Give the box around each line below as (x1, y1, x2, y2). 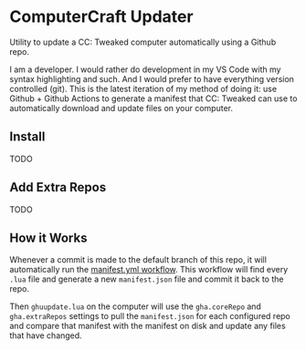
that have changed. (9, 330, 82, 341)
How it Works (9, 230, 88, 245)
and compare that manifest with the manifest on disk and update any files (9, 321, 286, 332)
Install (9, 129, 46, 145)
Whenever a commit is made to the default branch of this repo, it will (9, 254, 268, 265)
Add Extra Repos (9, 180, 107, 195)
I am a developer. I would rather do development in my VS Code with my (9, 64, 281, 75)
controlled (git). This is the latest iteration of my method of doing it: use (9, 83, 277, 94)
